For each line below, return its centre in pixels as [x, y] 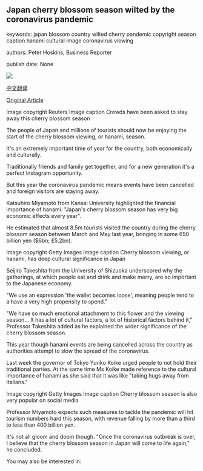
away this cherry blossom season [48, 118]
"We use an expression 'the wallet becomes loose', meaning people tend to [100, 295]
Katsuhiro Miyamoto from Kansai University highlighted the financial [91, 203]
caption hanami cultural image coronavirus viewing [70, 40]
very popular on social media [42, 400]
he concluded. [24, 449]
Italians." [17, 382]
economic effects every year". [44, 215]
